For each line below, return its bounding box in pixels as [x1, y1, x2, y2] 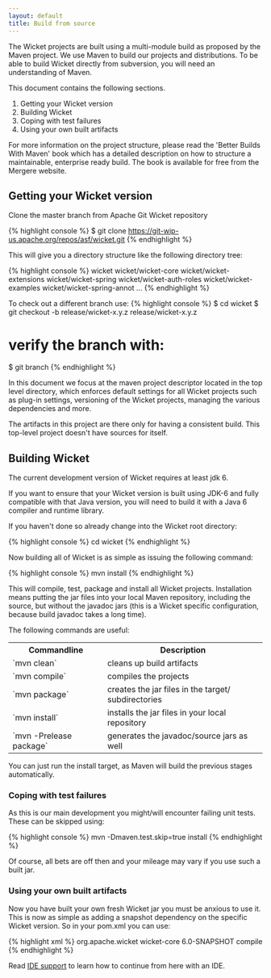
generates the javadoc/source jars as [107, 730, 248, 741]
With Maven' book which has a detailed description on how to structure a [8, 149, 252, 158]
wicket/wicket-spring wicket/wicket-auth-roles [46, 275, 202, 284]
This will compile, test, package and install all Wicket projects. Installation [8, 584, 252, 594]
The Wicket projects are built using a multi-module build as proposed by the [8, 41, 261, 51]
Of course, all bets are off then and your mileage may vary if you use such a [8, 857, 261, 867]
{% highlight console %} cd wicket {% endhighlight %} [8, 537, 191, 547]
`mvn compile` [12, 671, 67, 682]
